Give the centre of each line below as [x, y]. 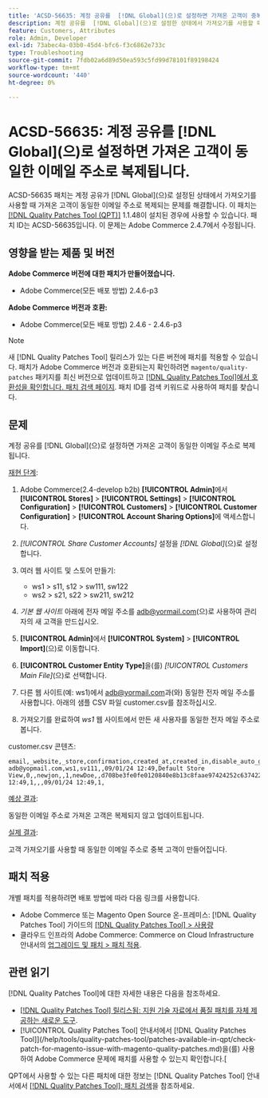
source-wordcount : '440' [49, 75]
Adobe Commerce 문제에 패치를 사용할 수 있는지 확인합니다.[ [131, 1058]
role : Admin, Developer [48, 38]
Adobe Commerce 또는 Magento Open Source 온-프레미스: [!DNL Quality [138, 914]
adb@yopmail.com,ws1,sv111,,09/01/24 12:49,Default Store [106, 769]
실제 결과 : [23, 832]
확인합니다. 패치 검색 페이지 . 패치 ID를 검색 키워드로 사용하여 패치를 [134, 387]
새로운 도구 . [59, 1020]
